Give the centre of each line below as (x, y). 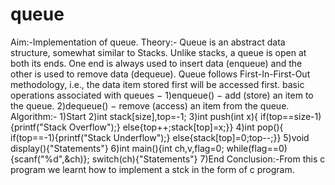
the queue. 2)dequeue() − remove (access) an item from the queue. (150, 105)
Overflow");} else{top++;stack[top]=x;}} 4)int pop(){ (176, 127)
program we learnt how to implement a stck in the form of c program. (152, 169)
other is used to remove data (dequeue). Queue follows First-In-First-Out (160, 74)
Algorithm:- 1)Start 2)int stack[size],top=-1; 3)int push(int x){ (134, 116)
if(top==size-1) (290, 116)
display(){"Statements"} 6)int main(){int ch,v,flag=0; (117, 148)
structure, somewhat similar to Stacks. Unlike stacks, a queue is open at (158, 52)
